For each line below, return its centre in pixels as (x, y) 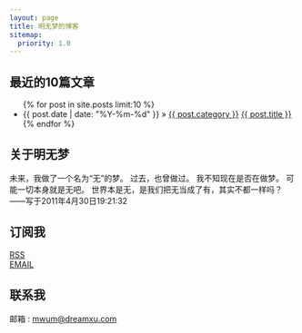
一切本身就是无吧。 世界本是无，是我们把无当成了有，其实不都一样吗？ (150, 189)
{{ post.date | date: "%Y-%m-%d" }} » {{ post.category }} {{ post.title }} (157, 114)
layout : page (34, 18)
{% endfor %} (49, 124)
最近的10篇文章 (52, 82)
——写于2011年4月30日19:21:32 (69, 201)
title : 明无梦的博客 (44, 26)
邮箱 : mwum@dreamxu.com (63, 318)
